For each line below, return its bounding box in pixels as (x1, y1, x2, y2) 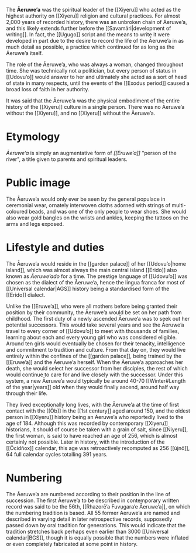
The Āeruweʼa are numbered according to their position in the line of (6, 490, 171, 497)
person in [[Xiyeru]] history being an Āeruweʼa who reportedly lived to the (6, 413, 184, 420)
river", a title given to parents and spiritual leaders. (6, 156, 128, 163)
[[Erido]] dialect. (6, 291, 46, 298)
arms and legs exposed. (6, 220, 64, 227)
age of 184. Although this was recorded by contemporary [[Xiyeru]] (6, 420, 169, 427)
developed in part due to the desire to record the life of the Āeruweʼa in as (6, 37, 184, 44)
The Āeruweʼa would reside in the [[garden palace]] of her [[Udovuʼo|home (6, 260, 186, 267)
